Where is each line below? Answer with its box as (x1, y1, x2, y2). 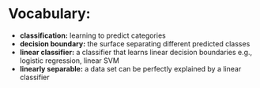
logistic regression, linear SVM (19, 56, 120, 65)
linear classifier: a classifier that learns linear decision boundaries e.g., (19, 47, 253, 57)
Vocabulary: (8, 5, 91, 23)
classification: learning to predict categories (19, 31, 166, 40)
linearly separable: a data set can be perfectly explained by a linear (19, 64, 242, 73)
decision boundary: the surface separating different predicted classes (19, 38, 251, 48)
